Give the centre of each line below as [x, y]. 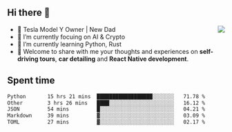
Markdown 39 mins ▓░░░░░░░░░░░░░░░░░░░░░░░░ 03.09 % [106, 116]
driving [28, 59]
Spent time [31, 81]
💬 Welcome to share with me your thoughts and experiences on [107, 51]
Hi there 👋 [29, 13]
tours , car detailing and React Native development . [114, 59]
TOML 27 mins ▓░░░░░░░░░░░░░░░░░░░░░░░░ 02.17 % [106, 122]
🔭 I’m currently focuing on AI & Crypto [71, 37]
